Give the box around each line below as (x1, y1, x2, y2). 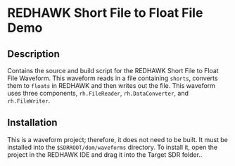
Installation (7, 117, 58, 129)
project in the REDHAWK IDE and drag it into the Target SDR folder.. (7, 150, 203, 159)
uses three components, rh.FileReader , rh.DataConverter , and (7, 89, 189, 97)
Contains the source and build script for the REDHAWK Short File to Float (7, 67, 220, 75)
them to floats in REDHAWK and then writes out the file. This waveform (7, 82, 216, 89)
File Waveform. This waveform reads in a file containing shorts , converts (7, 74, 218, 82)
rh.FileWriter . (7, 96, 51, 105)
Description (7, 48, 60, 60)
